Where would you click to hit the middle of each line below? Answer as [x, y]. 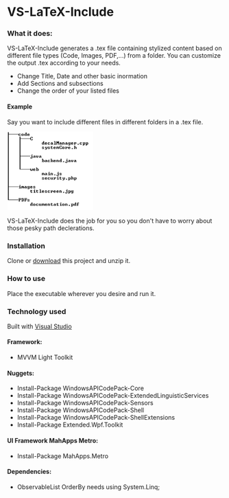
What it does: [30, 34]
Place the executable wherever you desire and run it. [82, 293]
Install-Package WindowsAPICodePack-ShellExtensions [96, 418]
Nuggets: [21, 373]
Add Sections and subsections [60, 84]
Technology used [37, 311]
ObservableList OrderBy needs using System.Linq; [88, 487]
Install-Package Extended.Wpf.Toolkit [70, 425]
